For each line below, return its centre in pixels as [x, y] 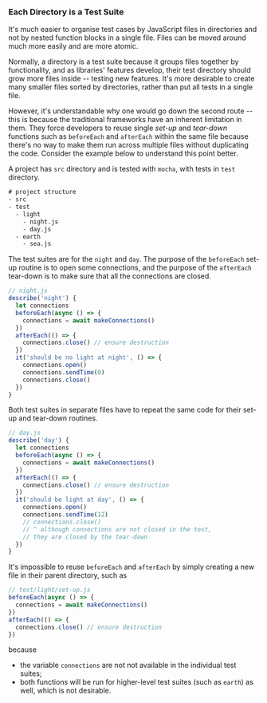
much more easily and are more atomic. [73, 46]
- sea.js [37, 244]
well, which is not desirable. [65, 691]
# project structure [43, 192]
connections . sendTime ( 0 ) [64, 372]
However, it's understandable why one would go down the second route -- [131, 111]
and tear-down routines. [58, 418]
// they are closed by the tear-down [85, 537]
